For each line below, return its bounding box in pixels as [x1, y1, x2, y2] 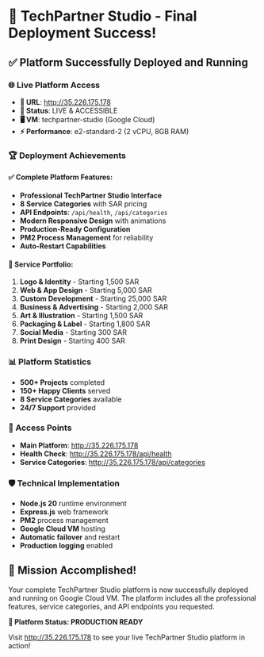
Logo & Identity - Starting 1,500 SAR [19, 277, 140, 286]
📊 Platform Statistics [8, 356, 92, 367]
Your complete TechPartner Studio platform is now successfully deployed [8, 585, 248, 594]
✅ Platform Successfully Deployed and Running [8, 56, 248, 69]
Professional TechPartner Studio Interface [19, 190, 163, 200]
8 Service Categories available [19, 394, 122, 404]
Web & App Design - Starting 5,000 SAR [19, 286, 152, 295]
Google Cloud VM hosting [19, 524, 105, 534]
